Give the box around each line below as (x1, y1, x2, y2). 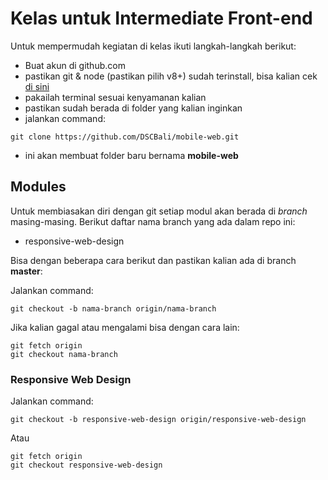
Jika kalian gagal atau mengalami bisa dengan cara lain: (10, 321, 240, 333)
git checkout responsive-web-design (10, 460, 163, 471)
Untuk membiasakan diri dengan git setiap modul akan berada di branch (10, 205, 308, 217)
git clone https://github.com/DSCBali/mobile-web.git (10, 132, 240, 142)
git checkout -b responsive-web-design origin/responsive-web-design (10, 415, 307, 425)
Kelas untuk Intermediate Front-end (10, 7, 313, 30)
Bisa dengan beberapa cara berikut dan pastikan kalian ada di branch (10, 254, 297, 266)
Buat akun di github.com (24, 59, 126, 71)
